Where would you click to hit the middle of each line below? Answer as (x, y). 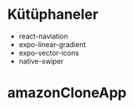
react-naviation (43, 36)
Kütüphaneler (53, 15)
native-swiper (41, 61)
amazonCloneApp (67, 93)
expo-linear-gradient (52, 44)
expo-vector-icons (49, 53)
